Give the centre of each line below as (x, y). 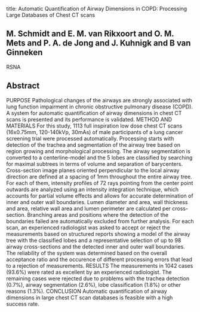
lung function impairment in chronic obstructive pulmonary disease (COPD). (99, 107)
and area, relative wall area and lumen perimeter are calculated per (89, 208)
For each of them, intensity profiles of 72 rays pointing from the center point (100, 183)
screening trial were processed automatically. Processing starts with (90, 138)
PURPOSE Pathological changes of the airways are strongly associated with (99, 100)
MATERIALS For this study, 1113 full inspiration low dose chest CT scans (94, 126)
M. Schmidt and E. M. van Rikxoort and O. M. (90, 34)
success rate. (23, 304)
